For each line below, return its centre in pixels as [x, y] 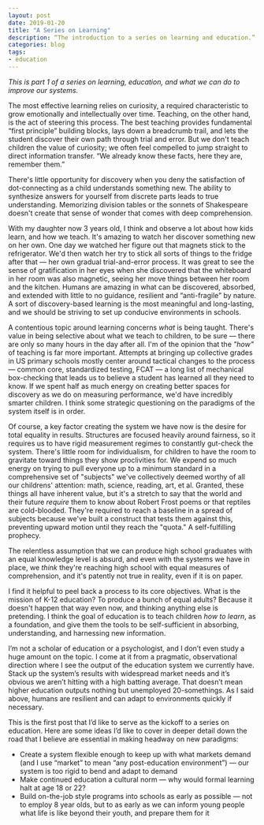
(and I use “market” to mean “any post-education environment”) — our [134, 763]
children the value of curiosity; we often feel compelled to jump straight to [128, 147]
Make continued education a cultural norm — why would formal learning [137, 779]
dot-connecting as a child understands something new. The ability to [120, 188]
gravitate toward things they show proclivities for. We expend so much [123, 460]
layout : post [30, 15]
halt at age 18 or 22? [53, 788]
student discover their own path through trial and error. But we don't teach [129, 139]
